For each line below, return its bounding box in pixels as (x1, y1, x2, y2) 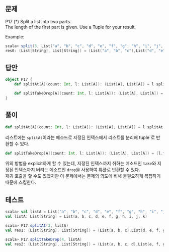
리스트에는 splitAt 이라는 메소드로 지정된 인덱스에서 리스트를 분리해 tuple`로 (5, 134, 155, 140)
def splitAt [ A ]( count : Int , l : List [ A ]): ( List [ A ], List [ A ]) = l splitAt (5, 124, 163, 130)
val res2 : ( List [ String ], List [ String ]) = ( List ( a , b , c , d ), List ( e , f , (5, 241, 161, 246)
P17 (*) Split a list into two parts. (5, 18, 71, 24)
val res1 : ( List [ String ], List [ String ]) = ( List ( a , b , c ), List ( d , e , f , (5, 228, 161, 233)
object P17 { (5, 77, 33, 82)
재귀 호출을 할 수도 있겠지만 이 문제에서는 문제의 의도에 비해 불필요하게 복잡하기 (5, 173, 161, 179)
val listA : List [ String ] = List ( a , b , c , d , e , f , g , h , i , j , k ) (5, 214, 147, 219)
